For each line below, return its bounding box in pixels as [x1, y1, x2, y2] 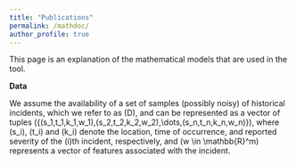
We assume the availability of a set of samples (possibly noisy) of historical [9, 98, 285, 109]
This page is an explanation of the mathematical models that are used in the [9, 54, 288, 65]
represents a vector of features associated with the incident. [9, 145, 231, 156]
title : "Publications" [9, 12, 94, 22]
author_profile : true [9, 29, 90, 38]
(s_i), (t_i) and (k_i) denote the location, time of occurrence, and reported [9, 127, 277, 137]
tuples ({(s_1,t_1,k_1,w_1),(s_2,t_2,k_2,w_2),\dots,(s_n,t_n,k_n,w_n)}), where [9, 117, 280, 128]
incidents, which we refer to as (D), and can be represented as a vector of [9, 108, 281, 119]
